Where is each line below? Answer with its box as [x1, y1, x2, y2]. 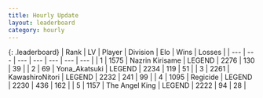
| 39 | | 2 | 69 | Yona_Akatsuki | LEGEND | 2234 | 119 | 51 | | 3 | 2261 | [8, 64, 230, 74]
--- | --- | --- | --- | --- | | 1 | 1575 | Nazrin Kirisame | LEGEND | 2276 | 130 [16, 56, 255, 65]
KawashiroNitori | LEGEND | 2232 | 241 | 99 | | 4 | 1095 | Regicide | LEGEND [8, 72, 253, 82]
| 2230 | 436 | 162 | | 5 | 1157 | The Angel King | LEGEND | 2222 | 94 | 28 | [8, 81, 247, 90]
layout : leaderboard [8, 19, 76, 27]
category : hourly [8, 26, 65, 34]
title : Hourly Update [8, 11, 79, 20]
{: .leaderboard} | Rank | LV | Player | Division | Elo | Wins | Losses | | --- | [8, 48, 246, 57]
